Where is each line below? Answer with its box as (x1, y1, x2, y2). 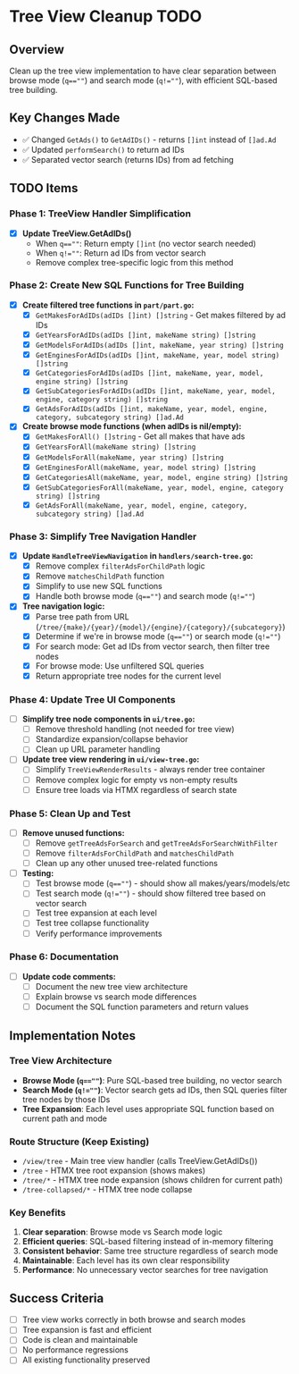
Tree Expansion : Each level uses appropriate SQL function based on (21, 1103, 275, 1114)
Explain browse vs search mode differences (35, 990, 197, 1002)
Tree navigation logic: (21, 601, 105, 611)
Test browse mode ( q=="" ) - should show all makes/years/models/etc (35, 878, 291, 889)
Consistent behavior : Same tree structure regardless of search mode (21, 1245, 278, 1257)
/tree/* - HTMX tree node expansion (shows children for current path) (21, 1175, 284, 1185)
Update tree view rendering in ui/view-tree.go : (21, 754, 200, 765)
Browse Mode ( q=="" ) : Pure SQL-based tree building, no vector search (21, 1075, 283, 1085)
